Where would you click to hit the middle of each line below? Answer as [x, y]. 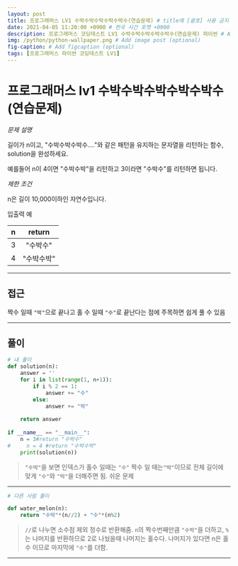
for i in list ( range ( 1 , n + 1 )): [66, 380]
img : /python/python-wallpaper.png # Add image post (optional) [104, 40]
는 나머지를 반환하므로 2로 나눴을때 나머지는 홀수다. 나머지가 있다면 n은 [123, 539]
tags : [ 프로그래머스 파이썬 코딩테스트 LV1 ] [64, 54]
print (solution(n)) [49, 452]
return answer [41, 420]
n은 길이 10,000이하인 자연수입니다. [57, 199]
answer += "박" [67, 406]
